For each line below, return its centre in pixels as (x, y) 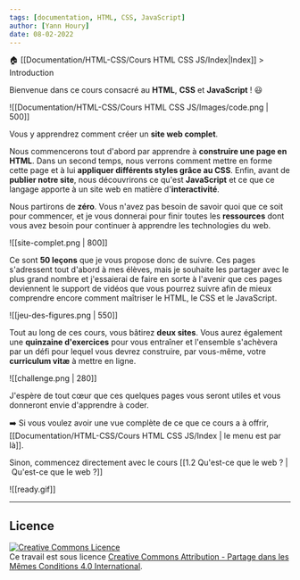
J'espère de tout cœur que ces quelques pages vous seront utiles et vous (145, 396)
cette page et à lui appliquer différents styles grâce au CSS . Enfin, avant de (150, 170)
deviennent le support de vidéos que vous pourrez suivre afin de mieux (141, 289)
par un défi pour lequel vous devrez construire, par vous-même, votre (137, 352)
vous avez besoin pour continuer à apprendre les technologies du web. (140, 226)
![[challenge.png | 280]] (53, 378)
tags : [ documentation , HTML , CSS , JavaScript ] (97, 17)
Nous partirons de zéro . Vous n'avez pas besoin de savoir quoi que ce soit (146, 207)
